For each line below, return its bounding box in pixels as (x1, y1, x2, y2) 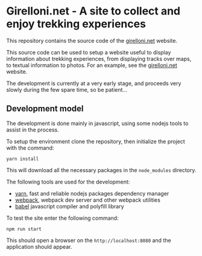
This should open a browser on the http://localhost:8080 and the (6, 237, 171, 244)
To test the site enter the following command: (6, 214, 119, 222)
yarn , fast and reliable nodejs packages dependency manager (14, 190, 169, 197)
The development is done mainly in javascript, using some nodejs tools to (6, 120, 189, 127)
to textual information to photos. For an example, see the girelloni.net (6, 62, 178, 69)
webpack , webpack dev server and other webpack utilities (14, 196, 161, 203)
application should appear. (6, 243, 72, 250)
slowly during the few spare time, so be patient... (6, 86, 128, 93)
